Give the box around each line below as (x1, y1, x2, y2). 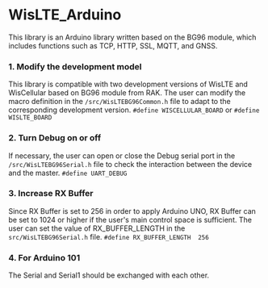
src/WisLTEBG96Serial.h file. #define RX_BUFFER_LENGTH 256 (8, 232, 210, 241)
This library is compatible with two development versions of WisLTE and (8, 79, 249, 90)
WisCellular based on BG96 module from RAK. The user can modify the (8, 88, 246, 98)
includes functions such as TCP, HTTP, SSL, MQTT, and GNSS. (8, 40, 218, 50)
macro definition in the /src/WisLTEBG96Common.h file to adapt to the (8, 97, 232, 106)
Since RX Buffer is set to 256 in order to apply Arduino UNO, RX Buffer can (8, 206, 257, 215)
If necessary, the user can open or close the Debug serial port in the (8, 151, 236, 161)
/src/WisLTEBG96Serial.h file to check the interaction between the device (8, 159, 253, 169)
